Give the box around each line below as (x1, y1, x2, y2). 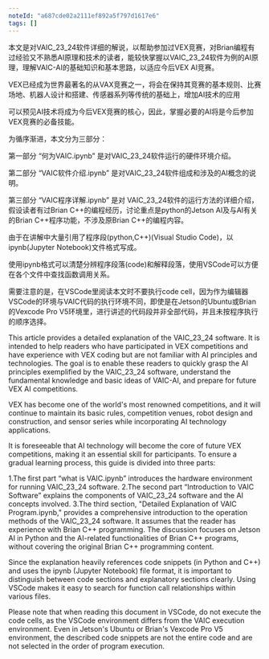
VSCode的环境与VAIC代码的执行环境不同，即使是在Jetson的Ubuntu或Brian (8, 297, 257, 306)
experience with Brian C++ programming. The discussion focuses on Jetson (8, 524, 261, 534)
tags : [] (8, 19, 38, 27)
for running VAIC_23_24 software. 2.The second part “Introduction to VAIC (8, 481, 255, 491)
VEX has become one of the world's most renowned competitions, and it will (8, 399, 261, 409)
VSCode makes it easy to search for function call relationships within (8, 583, 236, 592)
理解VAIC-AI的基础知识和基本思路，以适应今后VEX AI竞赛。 (22, 62, 219, 72)
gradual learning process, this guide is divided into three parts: (8, 457, 216, 467)
